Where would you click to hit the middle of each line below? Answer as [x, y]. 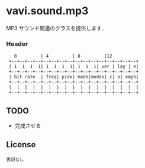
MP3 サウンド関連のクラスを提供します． [57, 28]
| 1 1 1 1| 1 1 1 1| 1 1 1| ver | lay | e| [74, 66]
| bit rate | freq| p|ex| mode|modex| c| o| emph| [74, 77]
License [21, 145]
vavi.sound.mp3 [47, 11]
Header [17, 44]
